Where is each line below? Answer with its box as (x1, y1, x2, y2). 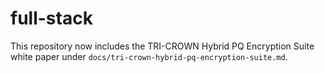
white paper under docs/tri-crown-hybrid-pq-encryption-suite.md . (10, 50, 288, 62)
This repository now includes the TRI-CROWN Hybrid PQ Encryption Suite (10, 40, 315, 52)
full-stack (10, 7, 93, 30)
